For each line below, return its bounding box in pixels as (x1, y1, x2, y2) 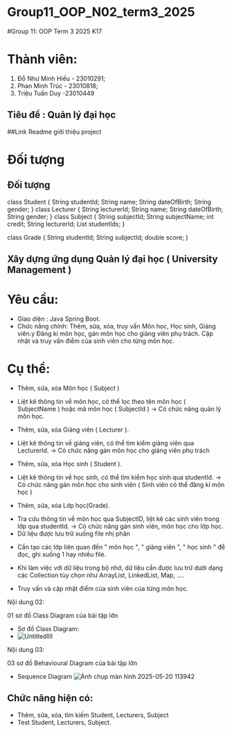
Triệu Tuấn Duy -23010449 (17, 89, 95, 97)
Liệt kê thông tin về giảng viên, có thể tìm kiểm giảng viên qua (17, 439, 195, 447)
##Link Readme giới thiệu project (7, 127, 102, 136)
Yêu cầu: (7, 292, 59, 308)
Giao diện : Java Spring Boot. (17, 315, 101, 323)
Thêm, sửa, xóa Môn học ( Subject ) (17, 384, 120, 392)
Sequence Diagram (17, 672, 73, 680)
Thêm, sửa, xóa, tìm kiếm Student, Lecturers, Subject (17, 711, 169, 719)
